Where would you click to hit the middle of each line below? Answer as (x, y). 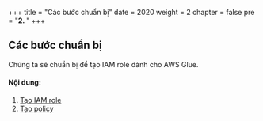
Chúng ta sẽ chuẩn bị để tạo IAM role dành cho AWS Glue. (103, 64)
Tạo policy (36, 109)
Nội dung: (25, 82)
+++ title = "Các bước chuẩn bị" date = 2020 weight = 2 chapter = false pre (131, 12)
